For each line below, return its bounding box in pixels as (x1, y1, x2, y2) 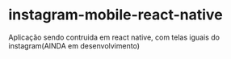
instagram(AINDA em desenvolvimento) (8, 40, 140, 50)
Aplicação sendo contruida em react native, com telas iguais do (8, 32, 220, 42)
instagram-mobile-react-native (8, 6, 224, 24)
